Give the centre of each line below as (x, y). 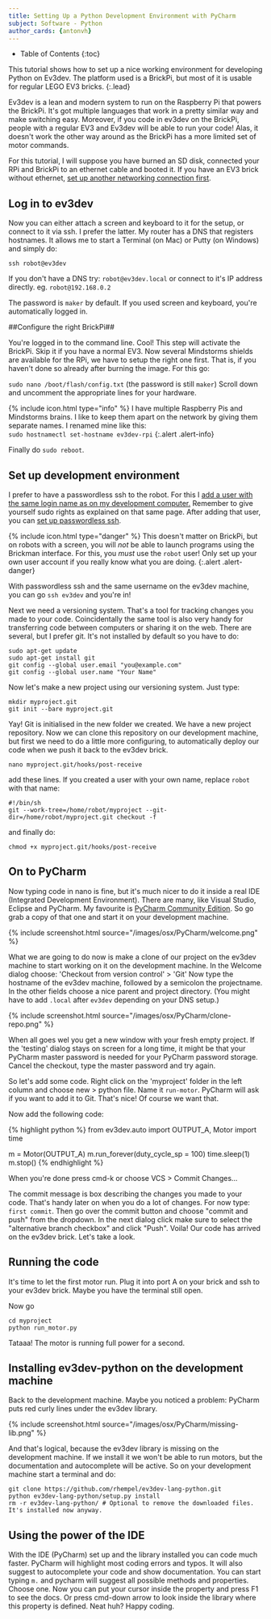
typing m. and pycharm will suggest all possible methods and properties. (129, 1580)
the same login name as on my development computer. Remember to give (131, 503)
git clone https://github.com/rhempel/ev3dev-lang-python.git (115, 1489)
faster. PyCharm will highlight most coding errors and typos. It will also (126, 1563)
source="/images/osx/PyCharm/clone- (167, 1015)
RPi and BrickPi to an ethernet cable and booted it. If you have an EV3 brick (133, 170)
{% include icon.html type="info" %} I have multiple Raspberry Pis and (126, 408)
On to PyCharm (48, 872)
